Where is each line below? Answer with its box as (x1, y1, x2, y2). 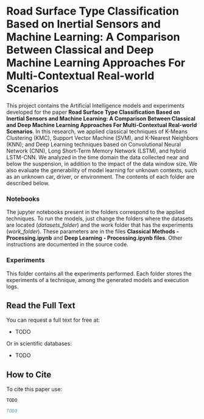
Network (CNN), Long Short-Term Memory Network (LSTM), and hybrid (6, 147, 186, 154)
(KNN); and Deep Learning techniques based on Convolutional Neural (6, 140, 181, 148)
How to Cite (6, 369, 52, 379)
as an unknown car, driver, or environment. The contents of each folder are (6, 173, 195, 180)
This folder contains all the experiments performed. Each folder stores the (6, 269, 192, 277)
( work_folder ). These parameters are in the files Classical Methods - (6, 228, 179, 235)
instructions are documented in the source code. (6, 241, 129, 248)
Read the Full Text (6, 300, 76, 311)
